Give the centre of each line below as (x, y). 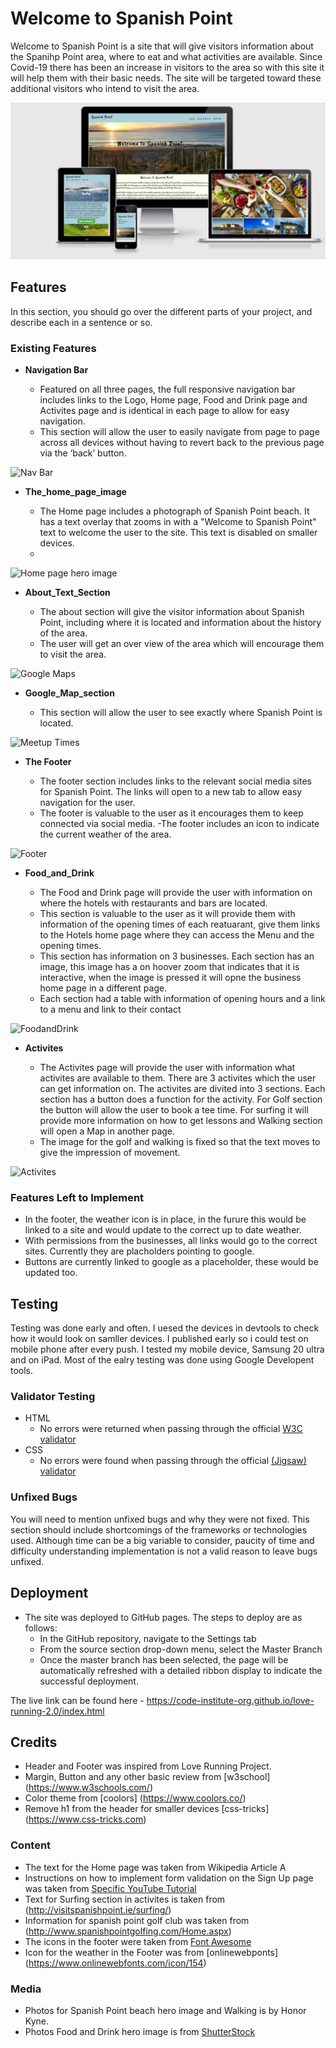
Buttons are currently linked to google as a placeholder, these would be (171, 1262)
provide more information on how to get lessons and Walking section (181, 1121)
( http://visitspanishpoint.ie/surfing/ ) (98, 1909)
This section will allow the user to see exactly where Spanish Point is (181, 713)
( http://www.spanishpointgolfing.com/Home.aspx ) (128, 1931)
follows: (41, 1628)
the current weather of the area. (105, 834)
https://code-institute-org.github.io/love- (230, 1700)
